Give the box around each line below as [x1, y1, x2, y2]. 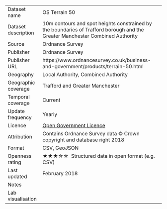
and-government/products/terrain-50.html [42, 63, 144, 70]
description [7, 29, 34, 36]
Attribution [7, 133, 32, 140]
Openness [7, 153, 32, 159]
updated [7, 173, 27, 180]
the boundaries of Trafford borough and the [42, 26, 144, 33]
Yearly [42, 111, 58, 117]
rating [7, 159, 21, 166]
